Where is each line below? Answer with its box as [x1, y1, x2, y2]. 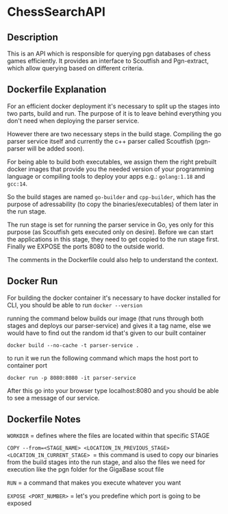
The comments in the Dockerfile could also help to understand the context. [7, 255, 219, 264]
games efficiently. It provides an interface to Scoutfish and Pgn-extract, [7, 57, 209, 65]
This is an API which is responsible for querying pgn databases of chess [7, 49, 211, 57]
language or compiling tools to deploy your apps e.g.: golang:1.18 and [7, 172, 205, 180]
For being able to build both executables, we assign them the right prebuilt [7, 157, 217, 166]
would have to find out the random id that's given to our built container [7, 329, 207, 337]
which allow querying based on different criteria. [7, 64, 144, 72]
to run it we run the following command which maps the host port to [7, 354, 199, 362]
